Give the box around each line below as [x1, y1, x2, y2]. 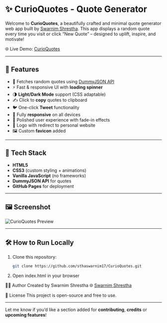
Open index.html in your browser [12, 273, 80, 279]
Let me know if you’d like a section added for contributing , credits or [5, 307, 148, 313]
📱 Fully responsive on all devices [12, 111, 81, 118]
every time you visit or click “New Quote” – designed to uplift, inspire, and [5, 31, 156, 37]
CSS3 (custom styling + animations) [12, 167, 86, 173]
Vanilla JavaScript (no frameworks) [12, 172, 86, 178]
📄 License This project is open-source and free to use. [5, 293, 117, 299]
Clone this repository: [12, 254, 57, 260]
